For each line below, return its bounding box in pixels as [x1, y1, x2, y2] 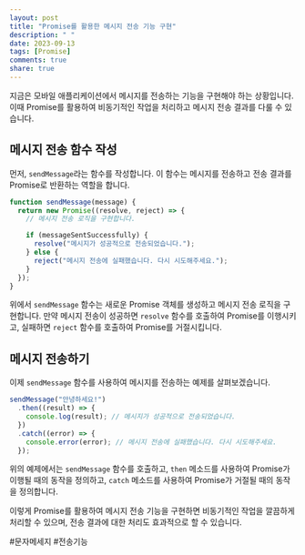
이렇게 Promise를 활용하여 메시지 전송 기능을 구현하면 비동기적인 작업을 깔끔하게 [9, 506, 296, 517]
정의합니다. [18, 486, 59, 497]
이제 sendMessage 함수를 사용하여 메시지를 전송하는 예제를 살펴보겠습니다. [9, 377, 271, 388]
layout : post [9, 13, 59, 23]
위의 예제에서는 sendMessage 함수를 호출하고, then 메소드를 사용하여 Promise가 [9, 463, 290, 474]
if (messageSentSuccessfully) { [25, 231, 148, 240]
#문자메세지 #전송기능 [9, 536, 88, 547]
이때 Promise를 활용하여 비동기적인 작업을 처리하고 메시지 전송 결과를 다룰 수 [9, 101, 283, 112]
